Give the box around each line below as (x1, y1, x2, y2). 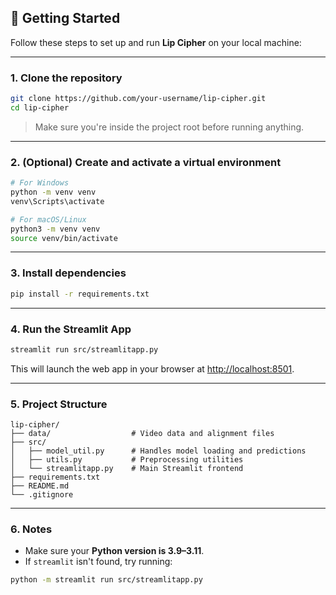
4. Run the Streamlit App (10, 322, 132, 336)
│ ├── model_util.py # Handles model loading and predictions (10, 446, 307, 456)
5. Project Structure (10, 397, 108, 411)
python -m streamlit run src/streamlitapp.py (10, 575, 203, 585)
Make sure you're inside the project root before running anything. (34, 121, 305, 133)
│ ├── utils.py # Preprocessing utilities (10, 455, 244, 465)
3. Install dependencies (10, 266, 127, 280)
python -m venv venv (10, 187, 97, 198)
